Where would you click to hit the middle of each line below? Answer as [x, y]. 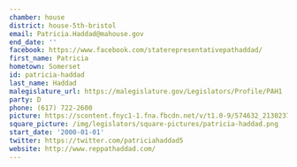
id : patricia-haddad [47, 75]
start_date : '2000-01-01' [57, 133]
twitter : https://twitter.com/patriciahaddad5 [96, 140]
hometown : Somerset [45, 67]
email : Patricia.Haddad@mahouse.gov [76, 34]
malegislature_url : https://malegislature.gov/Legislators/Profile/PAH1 [146, 91]
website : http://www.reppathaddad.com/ [83, 148]
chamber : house [37, 17]
